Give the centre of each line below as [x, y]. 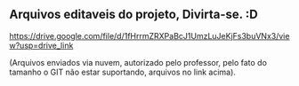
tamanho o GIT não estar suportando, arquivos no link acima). [122, 72]
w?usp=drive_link [41, 45]
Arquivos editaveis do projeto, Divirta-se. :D [133, 15]
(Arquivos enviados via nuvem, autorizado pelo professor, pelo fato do [138, 62]
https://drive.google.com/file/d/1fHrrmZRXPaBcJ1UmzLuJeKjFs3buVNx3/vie [149, 35]
